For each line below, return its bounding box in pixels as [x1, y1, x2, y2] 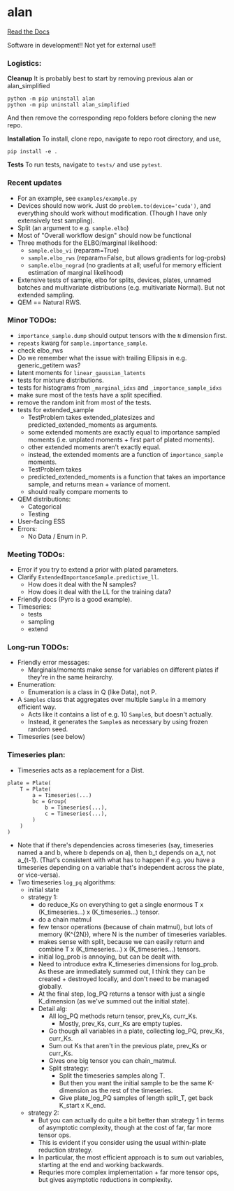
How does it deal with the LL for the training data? [27, 588, 172, 596]
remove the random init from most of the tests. [17, 398, 152, 407]
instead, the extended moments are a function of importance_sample [27, 450, 224, 458]
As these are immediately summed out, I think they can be [38, 967, 206, 975]
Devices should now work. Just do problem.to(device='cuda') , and [17, 201, 212, 210]
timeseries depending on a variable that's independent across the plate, [17, 863, 225, 871]
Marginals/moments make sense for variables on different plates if [27, 665, 219, 674]
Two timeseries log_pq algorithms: [17, 878, 117, 886]
